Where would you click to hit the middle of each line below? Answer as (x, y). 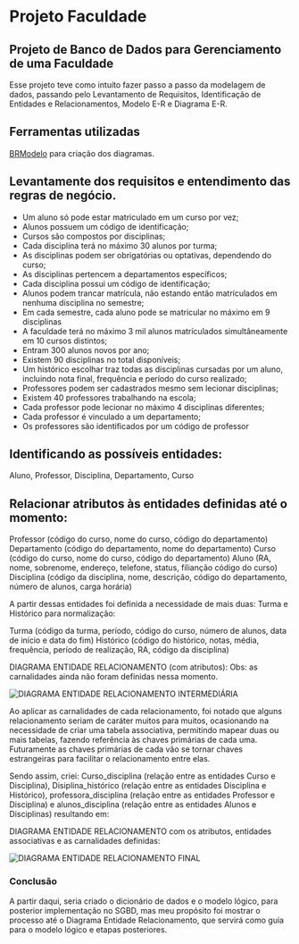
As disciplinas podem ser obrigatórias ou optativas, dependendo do (147, 255)
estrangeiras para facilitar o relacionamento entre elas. (110, 759)
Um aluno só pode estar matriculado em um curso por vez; (130, 217)
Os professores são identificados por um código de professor (136, 426)
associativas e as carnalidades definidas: (85, 841)
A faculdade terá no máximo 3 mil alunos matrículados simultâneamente (155, 331)
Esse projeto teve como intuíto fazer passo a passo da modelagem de (137, 85)
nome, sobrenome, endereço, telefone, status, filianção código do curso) (144, 568)
